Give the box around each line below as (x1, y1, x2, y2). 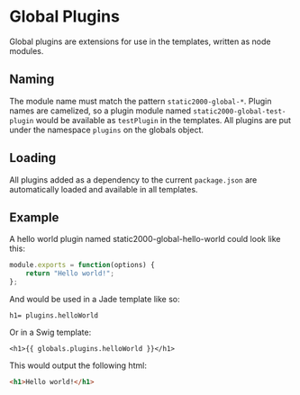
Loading (9, 150, 57, 166)
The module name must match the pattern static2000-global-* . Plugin (9, 95, 272, 106)
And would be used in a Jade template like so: (9, 294, 180, 304)
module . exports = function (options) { (9, 261, 155, 270)
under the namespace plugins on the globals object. (9, 124, 205, 135)
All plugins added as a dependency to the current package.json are (9, 174, 258, 185)
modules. (9, 45, 44, 56)
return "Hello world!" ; (25, 269, 115, 278)
